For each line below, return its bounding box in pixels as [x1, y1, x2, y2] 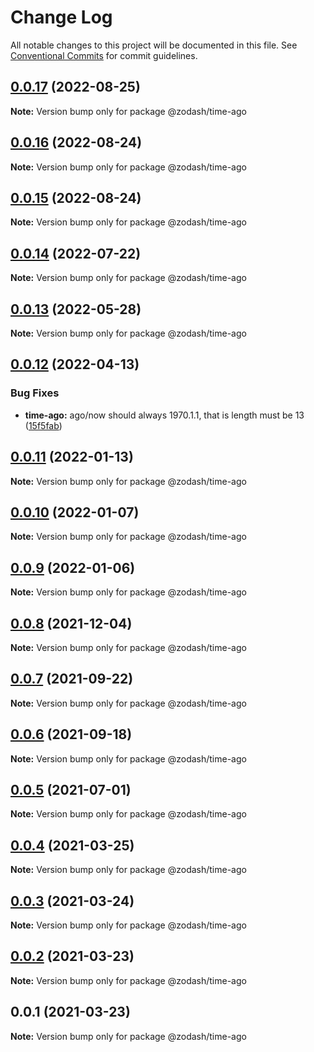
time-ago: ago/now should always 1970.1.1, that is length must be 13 [24, 409, 305, 421]
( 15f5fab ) [24, 419, 63, 431]
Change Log [10, 6, 113, 29]
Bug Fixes [10, 386, 60, 400]
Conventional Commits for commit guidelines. [10, 49, 198, 61]
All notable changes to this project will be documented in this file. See [10, 39, 298, 51]
